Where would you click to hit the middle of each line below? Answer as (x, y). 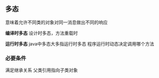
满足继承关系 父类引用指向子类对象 (41, 70)
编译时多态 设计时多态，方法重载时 (41, 33)
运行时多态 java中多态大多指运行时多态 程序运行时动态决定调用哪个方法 (80, 44)
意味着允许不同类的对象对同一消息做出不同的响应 (56, 22)
